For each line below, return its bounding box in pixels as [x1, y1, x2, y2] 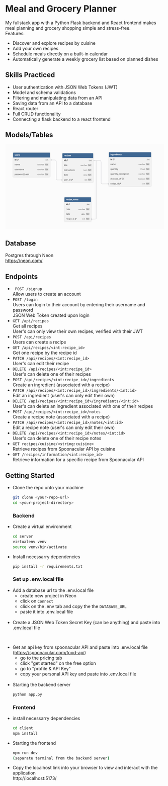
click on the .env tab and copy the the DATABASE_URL [20, 603, 127, 609]
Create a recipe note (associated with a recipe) [12, 414, 110, 420]
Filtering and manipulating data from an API [12, 95, 103, 101]
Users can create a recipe [12, 339, 66, 345]
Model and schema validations [12, 89, 76, 96]
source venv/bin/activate [12, 544, 67, 550]
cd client [12, 725, 34, 731]
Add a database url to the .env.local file [12, 587, 94, 593]
